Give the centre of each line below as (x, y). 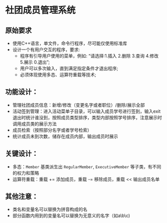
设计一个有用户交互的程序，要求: (46, 50)
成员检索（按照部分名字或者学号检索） (52, 130)
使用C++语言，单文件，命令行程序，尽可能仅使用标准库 (70, 43)
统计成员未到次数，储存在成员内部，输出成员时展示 (65, 136)
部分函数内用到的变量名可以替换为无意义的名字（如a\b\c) (71, 215)
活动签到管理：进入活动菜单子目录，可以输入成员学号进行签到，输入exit (87, 111)
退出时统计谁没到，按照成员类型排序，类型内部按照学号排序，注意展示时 (87, 117)
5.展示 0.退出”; (35, 62)
